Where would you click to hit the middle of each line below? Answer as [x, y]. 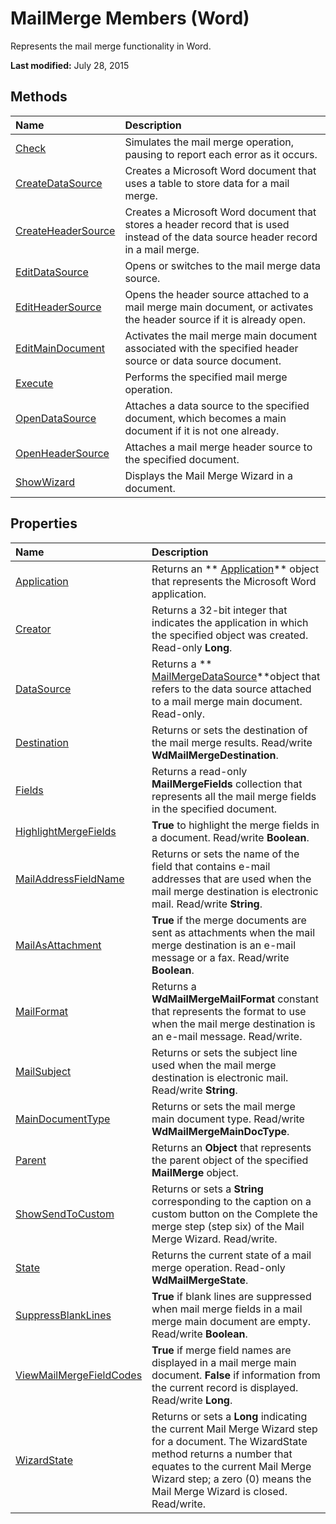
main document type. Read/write [228, 1119]
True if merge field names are [221, 1350]
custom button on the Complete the [234, 1214]
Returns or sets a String [207, 1189]
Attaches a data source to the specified [217, 405]
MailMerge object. [195, 1172]
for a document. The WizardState [229, 1441]
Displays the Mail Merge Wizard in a [209, 475]
